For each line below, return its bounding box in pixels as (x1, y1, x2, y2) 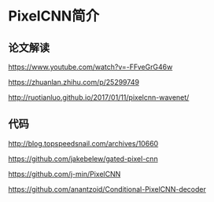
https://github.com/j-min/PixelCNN (8, 169, 121, 178)
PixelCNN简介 (8, 7, 100, 25)
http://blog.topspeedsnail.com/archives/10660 (8, 138, 159, 148)
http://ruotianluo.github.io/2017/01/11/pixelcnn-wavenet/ (8, 93, 190, 102)
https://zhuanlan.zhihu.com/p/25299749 (8, 78, 140, 86)
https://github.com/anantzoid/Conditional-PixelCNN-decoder (8, 184, 207, 193)
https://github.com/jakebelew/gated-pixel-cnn (8, 154, 159, 163)
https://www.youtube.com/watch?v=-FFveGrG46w (8, 62, 173, 72)
